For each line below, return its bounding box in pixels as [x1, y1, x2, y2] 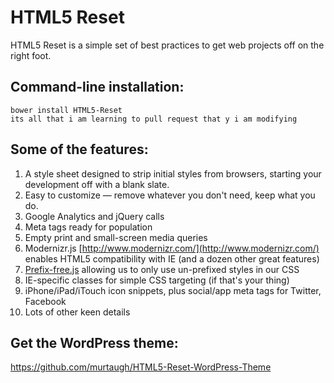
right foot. [10, 49, 52, 61]
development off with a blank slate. [24, 178, 170, 190]
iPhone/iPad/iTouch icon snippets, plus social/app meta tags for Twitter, [24, 284, 322, 296]
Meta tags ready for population [24, 221, 153, 233]
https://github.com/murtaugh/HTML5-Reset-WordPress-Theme [10, 361, 272, 373]
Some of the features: [10, 141, 149, 158]
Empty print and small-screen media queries [24, 231, 208, 243]
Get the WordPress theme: [10, 334, 179, 351]
